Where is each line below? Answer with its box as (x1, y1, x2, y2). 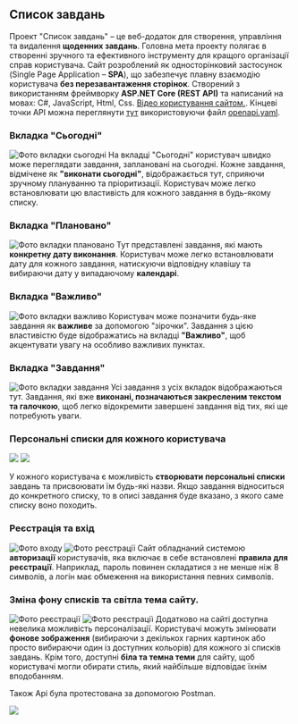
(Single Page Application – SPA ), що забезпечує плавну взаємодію (9, 69, 261, 80)
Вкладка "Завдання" (9, 361, 106, 374)
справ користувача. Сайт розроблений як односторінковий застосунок (9, 59, 283, 70)
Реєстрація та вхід (9, 522, 96, 535)
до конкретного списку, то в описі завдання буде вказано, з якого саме (9, 491, 285, 501)
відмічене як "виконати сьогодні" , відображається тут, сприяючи (9, 169, 265, 180)
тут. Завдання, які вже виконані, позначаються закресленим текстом (9, 391, 282, 401)
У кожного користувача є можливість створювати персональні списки (9, 471, 285, 482)
